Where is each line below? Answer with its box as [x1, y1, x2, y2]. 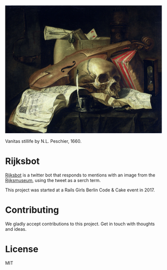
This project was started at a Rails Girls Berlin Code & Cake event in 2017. [5, 187, 155, 193]
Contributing [5, 204, 59, 215]
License [5, 243, 39, 255]
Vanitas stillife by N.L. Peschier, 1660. [5, 138, 82, 144]
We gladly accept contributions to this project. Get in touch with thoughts [5, 221, 155, 227]
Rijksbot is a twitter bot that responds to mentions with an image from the [5, 172, 156, 178]
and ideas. [5, 226, 27, 232]
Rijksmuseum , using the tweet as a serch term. [5, 177, 101, 183]
